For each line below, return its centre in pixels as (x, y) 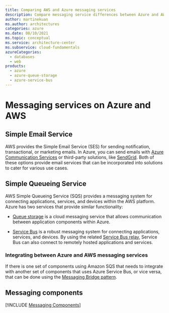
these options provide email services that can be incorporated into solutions (84, 162)
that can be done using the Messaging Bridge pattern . (61, 277)
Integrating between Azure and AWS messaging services (77, 255)
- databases (22, 57)
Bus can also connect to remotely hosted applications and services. (83, 242)
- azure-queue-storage (33, 76)
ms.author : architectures (32, 24)
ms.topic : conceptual (28, 38)
